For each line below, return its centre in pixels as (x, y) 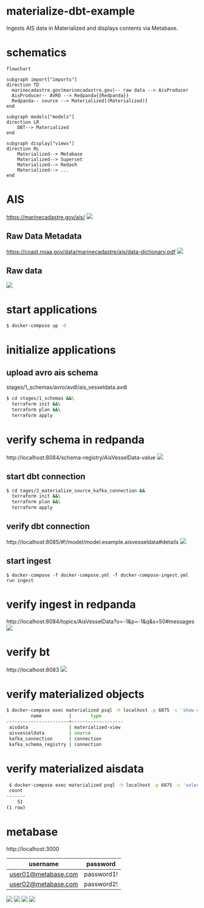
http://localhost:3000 (33, 849)
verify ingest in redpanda (71, 604)
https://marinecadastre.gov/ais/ (46, 217)
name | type (66, 716)
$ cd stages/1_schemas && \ (40, 399)
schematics (36, 53)
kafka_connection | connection (55, 739)
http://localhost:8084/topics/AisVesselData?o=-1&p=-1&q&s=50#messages (100, 621)
